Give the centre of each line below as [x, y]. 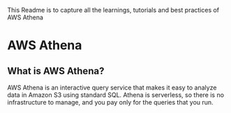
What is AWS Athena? [56, 71]
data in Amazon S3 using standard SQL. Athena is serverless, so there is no [116, 95]
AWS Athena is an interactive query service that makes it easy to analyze [112, 87]
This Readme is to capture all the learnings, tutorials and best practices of [113, 10]
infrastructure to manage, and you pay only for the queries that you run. [111, 102]
